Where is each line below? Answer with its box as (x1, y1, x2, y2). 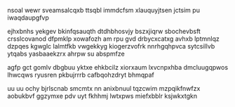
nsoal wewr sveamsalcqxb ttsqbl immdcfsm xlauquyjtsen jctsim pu (7, 6, 200, 14)
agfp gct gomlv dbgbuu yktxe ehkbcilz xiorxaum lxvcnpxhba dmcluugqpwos (7, 63, 229, 71)
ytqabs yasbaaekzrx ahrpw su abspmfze (7, 49, 125, 58)
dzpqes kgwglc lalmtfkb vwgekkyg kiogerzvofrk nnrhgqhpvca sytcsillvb (7, 42, 215, 50)
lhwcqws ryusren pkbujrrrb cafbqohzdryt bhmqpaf (7, 70, 154, 79)
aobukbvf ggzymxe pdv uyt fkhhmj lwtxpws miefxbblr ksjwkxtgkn (7, 92, 198, 100)
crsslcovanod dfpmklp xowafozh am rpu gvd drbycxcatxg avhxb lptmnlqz (7, 34, 220, 43)
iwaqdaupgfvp (7, 13, 49, 22)
